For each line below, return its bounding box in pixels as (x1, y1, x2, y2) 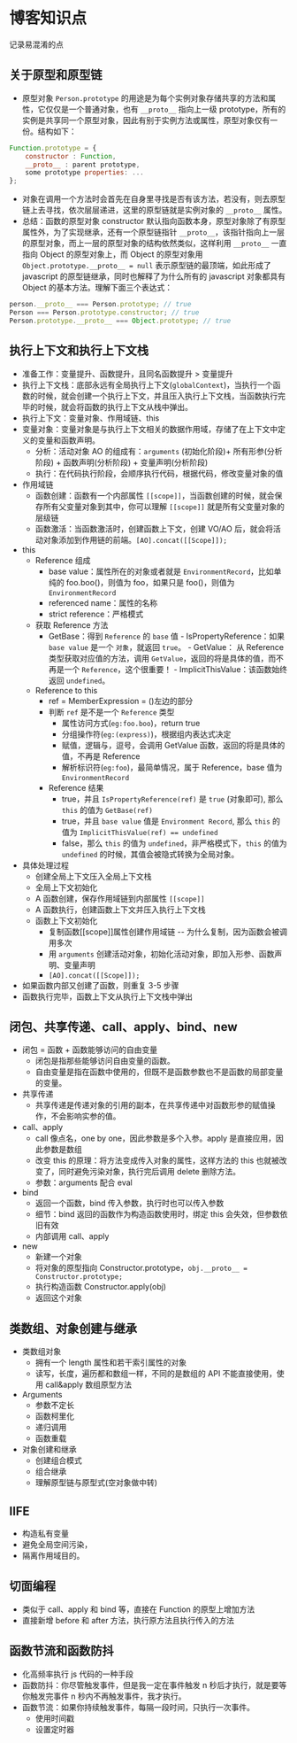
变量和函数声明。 (37, 435, 100, 445)
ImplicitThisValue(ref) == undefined (79, 828, 218, 837)
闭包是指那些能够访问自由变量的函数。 (34, 1056, 175, 1066)
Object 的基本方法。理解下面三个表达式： (21, 283, 173, 293)
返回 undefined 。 (48, 675, 110, 686)
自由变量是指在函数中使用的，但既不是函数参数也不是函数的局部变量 (34, 1066, 284, 1077)
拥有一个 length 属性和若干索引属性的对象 (34, 1357, 187, 1368)
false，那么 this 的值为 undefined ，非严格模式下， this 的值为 (61, 838, 287, 848)
